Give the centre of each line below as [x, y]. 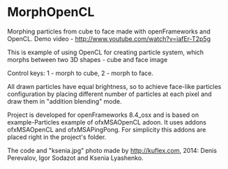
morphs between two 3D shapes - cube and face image [88, 59]
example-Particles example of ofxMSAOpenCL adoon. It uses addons [107, 122]
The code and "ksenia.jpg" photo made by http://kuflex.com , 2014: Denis [112, 150]
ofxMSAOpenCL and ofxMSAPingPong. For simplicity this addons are [107, 129]
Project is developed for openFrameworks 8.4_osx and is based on [103, 115]
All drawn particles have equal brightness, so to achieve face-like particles [114, 86]
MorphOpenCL [51, 12]
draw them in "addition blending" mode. [64, 101]
